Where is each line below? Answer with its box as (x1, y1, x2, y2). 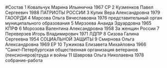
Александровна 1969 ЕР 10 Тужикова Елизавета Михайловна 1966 (5, 41, 147, 47)
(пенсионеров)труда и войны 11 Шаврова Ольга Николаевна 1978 (5, 52, 145, 58)
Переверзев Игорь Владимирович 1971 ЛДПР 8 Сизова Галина (5, 31, 139, 36)
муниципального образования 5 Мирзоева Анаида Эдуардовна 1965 (5, 20, 152, 26)
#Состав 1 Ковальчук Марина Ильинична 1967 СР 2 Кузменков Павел (5, 4, 154, 10)
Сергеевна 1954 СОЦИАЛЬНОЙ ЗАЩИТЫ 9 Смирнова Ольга (5, 36, 135, 42)
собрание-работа (5, 57, 43, 63)
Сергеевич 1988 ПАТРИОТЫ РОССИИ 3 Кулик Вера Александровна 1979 (5, 9, 161, 15)
